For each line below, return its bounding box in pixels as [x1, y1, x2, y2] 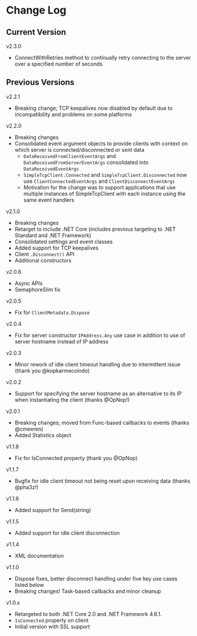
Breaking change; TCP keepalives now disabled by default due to [14, 104, 173, 112]
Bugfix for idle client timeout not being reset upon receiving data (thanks [14, 477, 191, 484]
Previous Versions [6, 77, 75, 87]
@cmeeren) [14, 425, 44, 432]
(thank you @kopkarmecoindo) [14, 367, 90, 374]
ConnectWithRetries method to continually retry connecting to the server [14, 54, 191, 61]
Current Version [6, 27, 66, 37]
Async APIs [14, 280, 43, 287]
